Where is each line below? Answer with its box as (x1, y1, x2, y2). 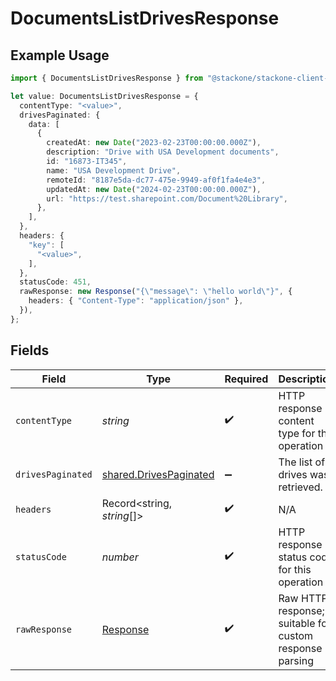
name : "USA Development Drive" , (46, 165, 182, 176)
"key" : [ (28, 240, 65, 250)
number (101, 550, 139, 564)
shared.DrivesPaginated (101, 467, 215, 481)
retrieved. (278, 480, 323, 494)
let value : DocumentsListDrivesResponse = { (10, 91, 199, 101)
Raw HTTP (278, 591, 328, 605)
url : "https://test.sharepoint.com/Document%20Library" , (46, 193, 288, 204)
